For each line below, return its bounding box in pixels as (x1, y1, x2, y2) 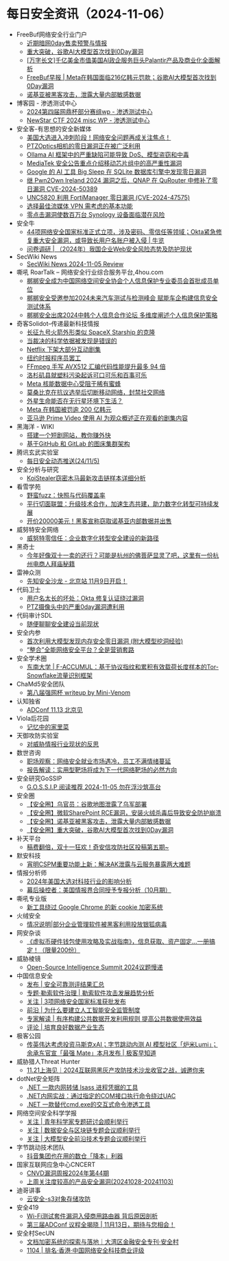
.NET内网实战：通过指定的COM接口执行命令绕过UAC (26, 1091, 176, 1100)
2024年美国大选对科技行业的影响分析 (26, 877, 132, 886)
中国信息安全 (16, 971, 53, 980)
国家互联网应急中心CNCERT (16, 1160, 96, 1168)
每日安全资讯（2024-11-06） (6, 6, 172, 22)
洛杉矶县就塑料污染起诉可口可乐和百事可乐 (26, 371, 147, 379)
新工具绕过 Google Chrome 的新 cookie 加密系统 (26, 903, 164, 911)
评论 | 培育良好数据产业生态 (26, 1023, 105, 1031)
